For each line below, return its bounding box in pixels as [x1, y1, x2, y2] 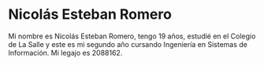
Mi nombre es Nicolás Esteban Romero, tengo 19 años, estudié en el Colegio [8, 31, 256, 41]
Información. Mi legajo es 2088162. [8, 48, 123, 57]
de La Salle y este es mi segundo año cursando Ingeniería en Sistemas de [8, 39, 248, 49]
